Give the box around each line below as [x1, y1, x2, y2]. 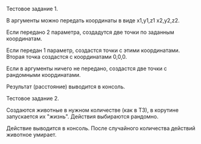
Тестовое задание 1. [6, 5, 59, 12]
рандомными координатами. [6, 71, 81, 78]
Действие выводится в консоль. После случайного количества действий [6, 125, 196, 132]
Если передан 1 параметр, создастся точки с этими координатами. [6, 47, 180, 54]
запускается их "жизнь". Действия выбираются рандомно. [6, 113, 159, 120]
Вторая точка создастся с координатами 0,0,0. [6, 53, 127, 60]
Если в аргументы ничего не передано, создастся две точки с [6, 65, 167, 72]
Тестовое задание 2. [6, 95, 59, 102]
